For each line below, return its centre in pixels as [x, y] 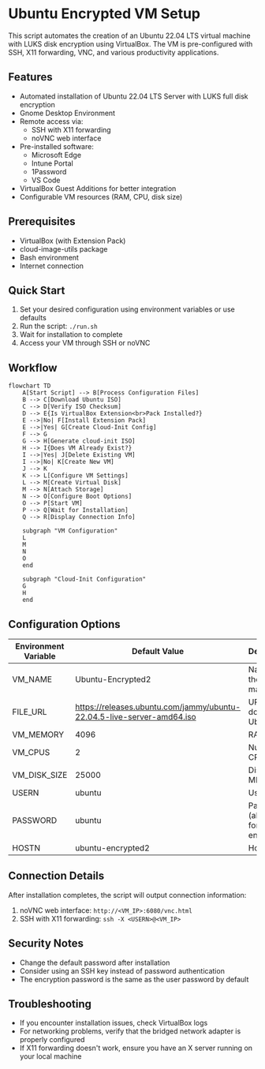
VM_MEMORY [38, 734]
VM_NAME [32, 679]
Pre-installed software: [57, 146]
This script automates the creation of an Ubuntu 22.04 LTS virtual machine [129, 36]
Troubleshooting [50, 1004]
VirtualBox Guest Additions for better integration [98, 188]
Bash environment [49, 257]
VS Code [46, 180]
